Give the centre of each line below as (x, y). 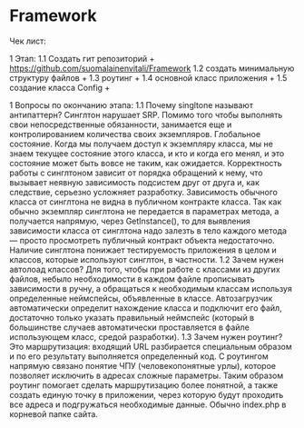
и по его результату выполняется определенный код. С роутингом (139, 356)
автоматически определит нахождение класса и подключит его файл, (146, 308)
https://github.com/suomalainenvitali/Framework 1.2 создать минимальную (152, 68)
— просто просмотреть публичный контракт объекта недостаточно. (142, 240)
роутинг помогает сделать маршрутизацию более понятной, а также (144, 385)
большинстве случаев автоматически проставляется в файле (129, 327)
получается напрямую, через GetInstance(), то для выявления (130, 221)
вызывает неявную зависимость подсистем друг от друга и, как (135, 182)
